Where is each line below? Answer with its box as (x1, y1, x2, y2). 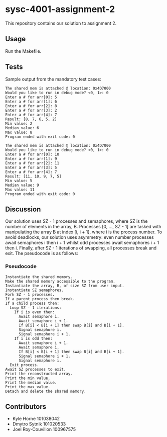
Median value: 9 (5, 183, 39, 188)
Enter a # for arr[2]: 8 (5, 103, 57, 109)
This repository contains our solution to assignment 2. (5, 20, 117, 26)
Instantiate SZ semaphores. (5, 288, 64, 293)
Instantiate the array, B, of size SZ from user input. (5, 283, 124, 288)
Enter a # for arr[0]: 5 (5, 95, 57, 100)
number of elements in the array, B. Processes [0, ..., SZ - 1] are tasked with (5, 224, 161, 230)
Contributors (5, 402, 47, 411)
